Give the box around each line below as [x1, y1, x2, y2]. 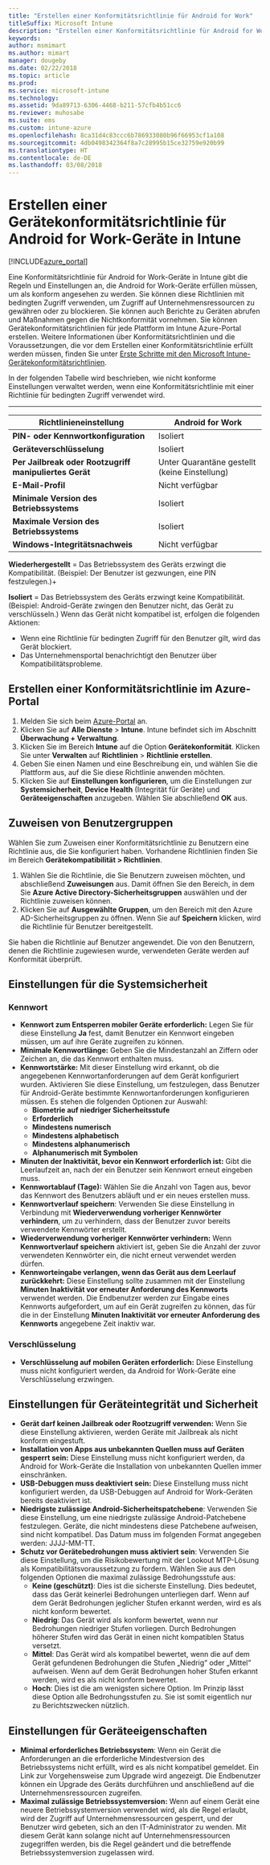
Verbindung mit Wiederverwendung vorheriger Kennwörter [19, 1207, 222, 1218]
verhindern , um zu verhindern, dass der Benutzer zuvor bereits [19, 1216, 231, 1226]
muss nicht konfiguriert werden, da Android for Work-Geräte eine [19, 1366, 236, 1375]
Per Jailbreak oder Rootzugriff [12, 457, 131, 468]
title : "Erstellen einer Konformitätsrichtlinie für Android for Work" [8, 11, 253, 20]
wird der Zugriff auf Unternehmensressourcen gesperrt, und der [19, 1814, 233, 1823]
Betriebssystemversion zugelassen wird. [19, 1848, 154, 1858]
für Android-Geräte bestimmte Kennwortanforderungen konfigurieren [19, 1088, 250, 1098]
